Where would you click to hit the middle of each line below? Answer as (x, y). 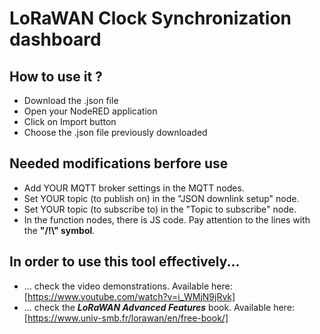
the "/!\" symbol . (59, 230)
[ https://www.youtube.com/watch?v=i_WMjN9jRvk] (129, 296)
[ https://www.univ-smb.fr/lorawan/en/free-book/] (126, 318)
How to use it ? (56, 76)
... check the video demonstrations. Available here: (128, 286)
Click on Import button (70, 121)
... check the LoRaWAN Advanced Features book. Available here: (159, 307)
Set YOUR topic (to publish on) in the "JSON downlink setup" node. (161, 198)
